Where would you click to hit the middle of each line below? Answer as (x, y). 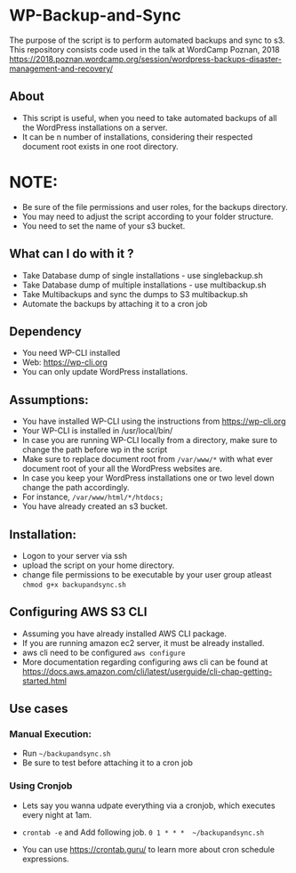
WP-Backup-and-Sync (95, 16)
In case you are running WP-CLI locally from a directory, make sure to (150, 441)
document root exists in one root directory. (100, 146)
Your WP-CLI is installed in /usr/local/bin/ (97, 431)
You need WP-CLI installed (71, 353)
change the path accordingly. (76, 488)
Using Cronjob (41, 786)
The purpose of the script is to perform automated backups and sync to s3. (147, 40)
